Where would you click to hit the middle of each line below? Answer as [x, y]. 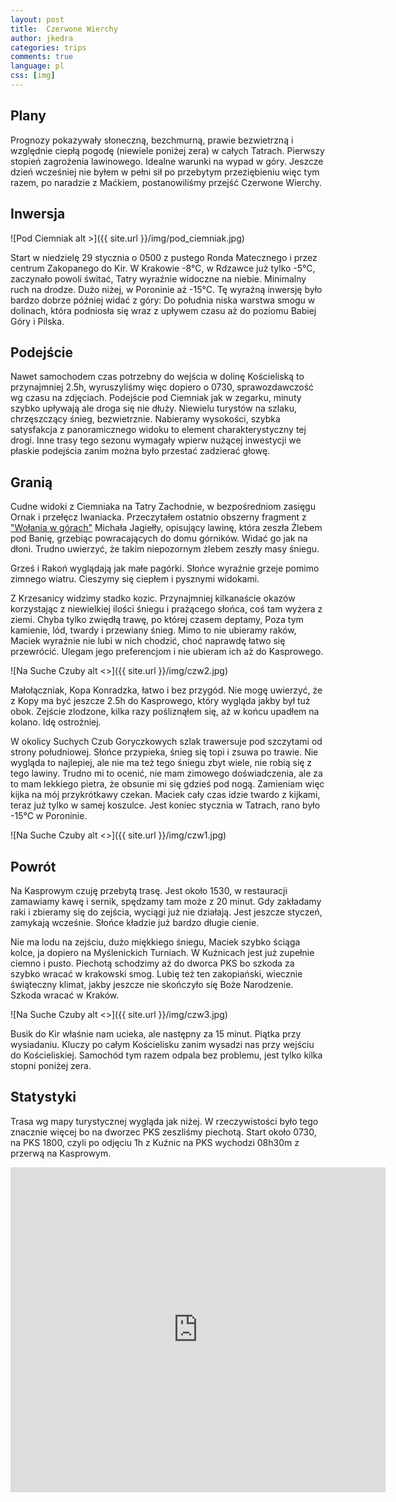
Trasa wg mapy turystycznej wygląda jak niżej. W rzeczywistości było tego [164, 1121]
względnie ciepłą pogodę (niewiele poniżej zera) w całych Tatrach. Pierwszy [167, 150]
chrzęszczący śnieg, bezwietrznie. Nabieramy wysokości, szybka [145, 419]
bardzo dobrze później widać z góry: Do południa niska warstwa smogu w [163, 300]
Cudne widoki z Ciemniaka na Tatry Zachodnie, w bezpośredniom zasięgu [163, 507]
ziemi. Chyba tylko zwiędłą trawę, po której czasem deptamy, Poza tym [157, 620]
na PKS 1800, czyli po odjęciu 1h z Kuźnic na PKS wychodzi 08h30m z [155, 1142]
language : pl [37, 66]
